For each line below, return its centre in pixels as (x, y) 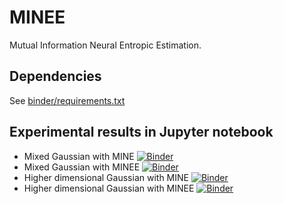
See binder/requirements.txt (67, 100)
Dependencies (55, 76)
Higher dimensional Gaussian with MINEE (109, 188)
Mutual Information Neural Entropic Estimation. (105, 45)
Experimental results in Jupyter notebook (141, 132)
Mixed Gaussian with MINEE (82, 167)
